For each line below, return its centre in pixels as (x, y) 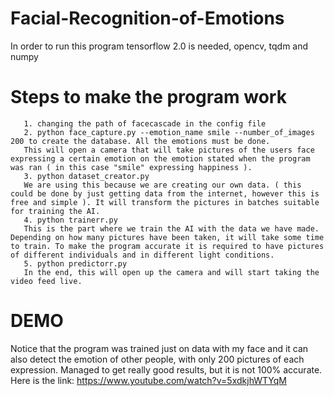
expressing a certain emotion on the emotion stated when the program (160, 158)
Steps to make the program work (148, 97)
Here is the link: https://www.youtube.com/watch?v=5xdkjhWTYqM (148, 380)
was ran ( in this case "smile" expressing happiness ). (131, 167)
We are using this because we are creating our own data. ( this (162, 185)
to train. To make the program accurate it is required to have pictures (167, 246)
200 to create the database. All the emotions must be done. (140, 141)
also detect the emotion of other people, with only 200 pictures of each (157, 359)
